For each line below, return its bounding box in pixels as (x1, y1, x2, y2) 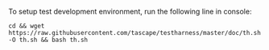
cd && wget (8, 22, 45, 30)
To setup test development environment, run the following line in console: (8, 7, 252, 16)
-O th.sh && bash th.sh (8, 36, 89, 44)
